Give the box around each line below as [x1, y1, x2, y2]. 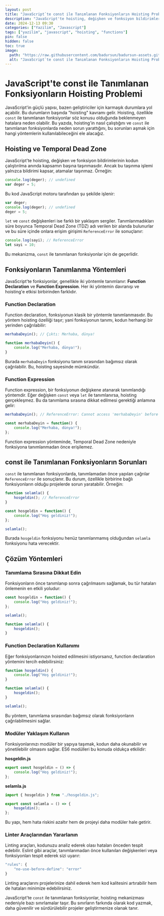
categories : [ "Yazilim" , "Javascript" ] [5, 25, 86, 30]
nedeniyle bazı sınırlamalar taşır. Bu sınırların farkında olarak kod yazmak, [5, 900, 153, 906]
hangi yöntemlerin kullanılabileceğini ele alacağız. [5, 130, 105, 137]
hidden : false [5, 39, 34, 44]
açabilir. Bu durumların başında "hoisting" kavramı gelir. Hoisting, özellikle [5, 110, 153, 116]
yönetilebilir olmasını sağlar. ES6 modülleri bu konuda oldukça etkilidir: [5, 746, 146, 752]
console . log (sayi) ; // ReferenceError [5, 238, 84, 243]
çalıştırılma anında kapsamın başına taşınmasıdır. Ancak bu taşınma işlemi [5, 163, 153, 168]
